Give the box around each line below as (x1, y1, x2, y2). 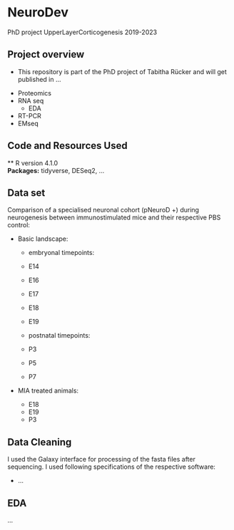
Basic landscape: (17, 234, 68, 243)
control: (7, 221, 31, 229)
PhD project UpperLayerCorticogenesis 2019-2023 (7, 28, 158, 36)
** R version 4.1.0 (7, 158, 58, 167)
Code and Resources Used (7, 140, 128, 152)
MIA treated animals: (17, 386, 79, 395)
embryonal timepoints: (28, 249, 95, 257)
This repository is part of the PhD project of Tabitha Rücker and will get (17, 67, 227, 76)
